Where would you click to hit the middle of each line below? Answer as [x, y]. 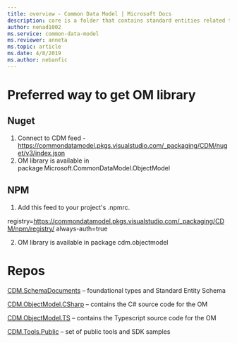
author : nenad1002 [34, 27]
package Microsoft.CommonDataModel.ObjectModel [94, 168]
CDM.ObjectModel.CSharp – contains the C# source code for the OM [108, 304]
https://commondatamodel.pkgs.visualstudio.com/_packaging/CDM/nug [122, 145]
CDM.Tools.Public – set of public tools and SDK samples [89, 331]
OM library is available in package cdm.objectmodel [93, 242]
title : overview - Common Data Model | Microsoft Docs [90, 14]
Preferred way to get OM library [102, 94]
